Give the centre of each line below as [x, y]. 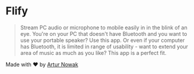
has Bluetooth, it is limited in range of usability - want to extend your [104, 47]
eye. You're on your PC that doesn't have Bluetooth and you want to [104, 33]
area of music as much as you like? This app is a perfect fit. [93, 53]
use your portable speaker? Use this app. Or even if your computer [102, 40]
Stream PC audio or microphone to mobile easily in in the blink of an [104, 27]
